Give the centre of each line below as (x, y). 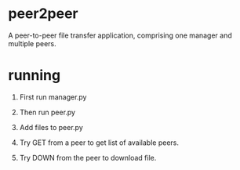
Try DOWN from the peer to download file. (88, 157)
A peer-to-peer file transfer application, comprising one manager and (120, 35)
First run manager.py (53, 97)
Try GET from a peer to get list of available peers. (99, 143)
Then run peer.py (47, 112)
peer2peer (43, 14)
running (35, 76)
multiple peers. (32, 43)
